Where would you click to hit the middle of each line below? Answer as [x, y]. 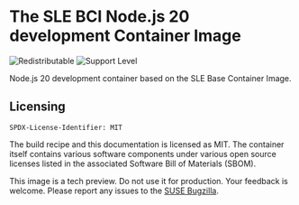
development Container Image [125, 36]
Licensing [37, 107]
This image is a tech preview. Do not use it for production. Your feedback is [149, 181]
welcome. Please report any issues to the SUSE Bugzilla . [114, 191]
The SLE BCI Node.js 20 [100, 17]
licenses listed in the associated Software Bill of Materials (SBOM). [133, 163]
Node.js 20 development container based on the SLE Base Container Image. [150, 78]
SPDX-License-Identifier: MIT [66, 127]
